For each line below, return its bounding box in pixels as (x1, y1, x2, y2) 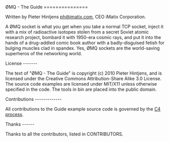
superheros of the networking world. (5, 51, 82, 56)
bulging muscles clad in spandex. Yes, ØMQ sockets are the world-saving (5, 45, 160, 51)
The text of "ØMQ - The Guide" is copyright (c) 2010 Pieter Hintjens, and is (5, 70, 162, 76)
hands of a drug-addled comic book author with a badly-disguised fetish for (5, 40, 164, 46)
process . (5, 112, 24, 117)
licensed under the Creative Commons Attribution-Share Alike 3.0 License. (5, 76, 162, 82)
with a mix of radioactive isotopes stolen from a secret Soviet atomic (5, 29, 149, 35)
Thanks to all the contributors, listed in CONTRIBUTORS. (5, 131, 124, 137)
